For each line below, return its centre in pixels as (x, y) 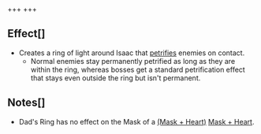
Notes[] (26, 103)
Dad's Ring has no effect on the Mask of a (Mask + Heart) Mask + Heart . (136, 121)
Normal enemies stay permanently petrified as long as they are (133, 61)
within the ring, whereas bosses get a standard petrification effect (138, 69)
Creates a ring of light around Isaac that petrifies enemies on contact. (132, 53)
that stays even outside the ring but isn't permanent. (116, 78)
